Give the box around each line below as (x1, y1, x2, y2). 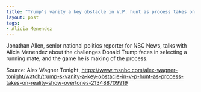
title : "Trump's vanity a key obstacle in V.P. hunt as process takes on (6, 8, 196, 15)
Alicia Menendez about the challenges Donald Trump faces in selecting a (6, 49, 188, 56)
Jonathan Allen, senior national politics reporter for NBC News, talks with (6, 42, 187, 49)
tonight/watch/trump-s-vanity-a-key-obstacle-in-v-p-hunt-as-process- (6, 73, 184, 80)
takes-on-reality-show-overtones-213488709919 (6, 79, 128, 87)
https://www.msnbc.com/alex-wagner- (81, 67, 178, 74)
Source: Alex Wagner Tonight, (6, 67, 80, 74)
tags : (6, 20, 20, 26)
